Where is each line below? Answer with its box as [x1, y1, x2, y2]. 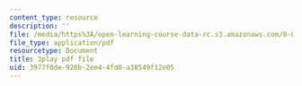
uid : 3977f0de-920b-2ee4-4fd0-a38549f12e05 [9, 64, 175, 73]
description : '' [9, 21, 70, 30]
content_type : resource [9, 13, 99, 22]
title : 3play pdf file [9, 55, 94, 64]
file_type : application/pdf [9, 38, 115, 47]
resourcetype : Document [9, 47, 99, 56]
